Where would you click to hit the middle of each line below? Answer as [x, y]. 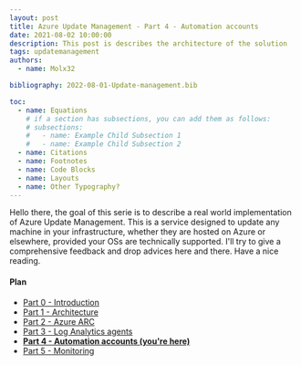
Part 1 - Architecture [60, 312]
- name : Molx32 [47, 69]
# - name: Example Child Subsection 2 [104, 144]
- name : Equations [53, 110]
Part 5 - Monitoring [58, 350]
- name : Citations [53, 153]
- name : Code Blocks [57, 170]
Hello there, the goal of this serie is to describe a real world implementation [150, 213]
